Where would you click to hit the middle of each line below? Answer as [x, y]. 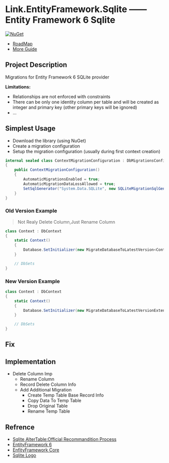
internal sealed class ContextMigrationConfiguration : [65, 160]
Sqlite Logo [24, 455]
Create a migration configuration [46, 146]
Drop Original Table [48, 406]
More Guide [25, 49]
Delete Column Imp [32, 374]
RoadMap [22, 43]
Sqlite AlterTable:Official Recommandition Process [64, 439]
